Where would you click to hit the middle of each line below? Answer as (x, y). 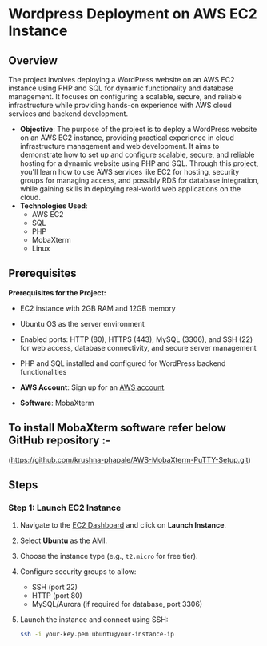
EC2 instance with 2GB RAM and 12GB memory (98, 308)
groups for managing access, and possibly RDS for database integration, (139, 180)
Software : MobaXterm (57, 403)
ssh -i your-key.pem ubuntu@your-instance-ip (97, 634)
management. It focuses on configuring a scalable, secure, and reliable (125, 96)
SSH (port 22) (55, 587)
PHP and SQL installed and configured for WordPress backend (123, 363)
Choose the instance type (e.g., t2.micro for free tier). (109, 556)
